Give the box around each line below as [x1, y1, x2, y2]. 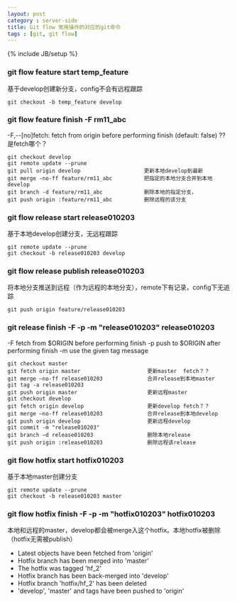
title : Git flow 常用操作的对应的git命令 [7, 23, 121, 30]
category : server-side [7, 17, 78, 24]
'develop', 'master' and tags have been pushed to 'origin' [17, 586, 184, 596]
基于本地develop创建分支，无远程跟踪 [7, 230, 118, 238]
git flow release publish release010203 [7, 267, 145, 277]
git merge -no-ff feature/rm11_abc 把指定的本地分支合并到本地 [7, 174, 213, 182]
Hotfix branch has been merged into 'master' [17, 557, 149, 565]
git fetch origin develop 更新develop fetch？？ [7, 402, 210, 410]
